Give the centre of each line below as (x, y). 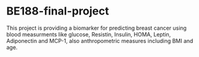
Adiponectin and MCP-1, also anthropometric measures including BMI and (100, 41)
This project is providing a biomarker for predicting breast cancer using (97, 28)
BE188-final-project (58, 11)
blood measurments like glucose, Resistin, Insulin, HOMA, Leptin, (89, 34)
